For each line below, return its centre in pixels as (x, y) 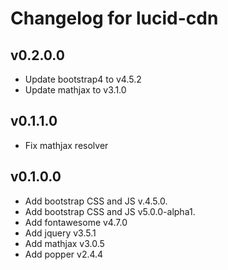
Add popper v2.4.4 (64, 254)
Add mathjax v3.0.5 (64, 243)
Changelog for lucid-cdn (114, 18)
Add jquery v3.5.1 (60, 233)
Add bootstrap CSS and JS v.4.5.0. (96, 201)
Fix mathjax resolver (66, 145)
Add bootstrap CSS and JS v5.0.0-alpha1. (110, 211)
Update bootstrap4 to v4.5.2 (83, 79)
